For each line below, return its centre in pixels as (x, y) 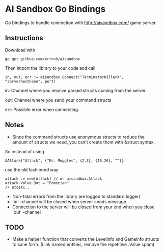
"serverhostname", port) (30, 81)
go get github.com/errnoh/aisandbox (42, 59)
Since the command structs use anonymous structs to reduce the (78, 137)
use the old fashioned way (32, 169)
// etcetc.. (17, 187)
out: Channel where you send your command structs (58, 100)
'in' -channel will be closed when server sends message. (70, 201)
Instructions (24, 38)
